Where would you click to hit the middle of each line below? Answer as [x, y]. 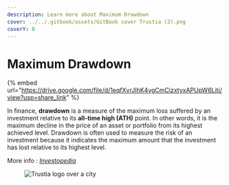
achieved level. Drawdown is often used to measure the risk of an [100, 133]
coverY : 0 [21, 29]
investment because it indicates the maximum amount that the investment [112, 140]
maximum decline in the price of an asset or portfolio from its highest [105, 126]
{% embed [22, 83]
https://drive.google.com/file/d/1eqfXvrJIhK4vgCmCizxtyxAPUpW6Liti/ [121, 90]
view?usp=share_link [37, 98]
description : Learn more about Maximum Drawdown [78, 14]
